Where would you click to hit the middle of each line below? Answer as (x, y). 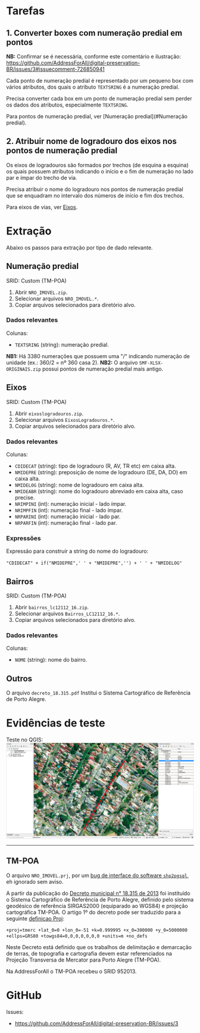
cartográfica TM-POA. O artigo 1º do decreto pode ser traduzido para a (93, 912)
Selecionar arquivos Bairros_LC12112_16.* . (67, 613)
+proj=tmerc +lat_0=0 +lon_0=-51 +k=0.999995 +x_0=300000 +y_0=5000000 (97, 930)
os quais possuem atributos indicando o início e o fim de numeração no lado (100, 171)
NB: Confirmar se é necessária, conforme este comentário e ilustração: (94, 57)
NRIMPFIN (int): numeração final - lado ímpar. (69, 510)
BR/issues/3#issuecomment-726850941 (56, 69)
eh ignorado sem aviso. (35, 881)
